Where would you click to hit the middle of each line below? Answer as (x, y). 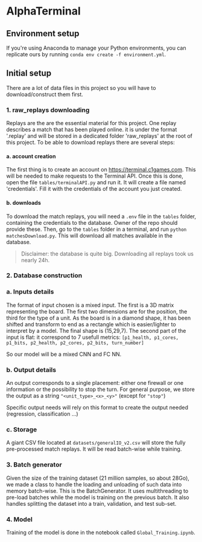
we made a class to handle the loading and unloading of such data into (94, 484)
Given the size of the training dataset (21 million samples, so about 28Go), (98, 478)
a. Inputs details (30, 292)
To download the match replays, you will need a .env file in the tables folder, (101, 216)
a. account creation (31, 156)
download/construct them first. (45, 94)
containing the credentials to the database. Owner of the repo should (92, 222)
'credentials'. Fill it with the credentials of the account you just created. (94, 189)
